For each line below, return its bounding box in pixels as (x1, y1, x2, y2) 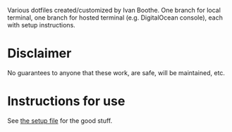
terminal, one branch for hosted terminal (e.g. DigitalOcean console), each (7, 13, 224, 22)
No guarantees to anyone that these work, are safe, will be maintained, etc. (7, 68, 226, 77)
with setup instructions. (7, 21, 75, 29)
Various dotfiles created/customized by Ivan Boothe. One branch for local (7, 6, 221, 14)
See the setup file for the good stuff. (7, 116, 113, 125)
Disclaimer (7, 46, 72, 62)
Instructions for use (7, 93, 126, 110)
